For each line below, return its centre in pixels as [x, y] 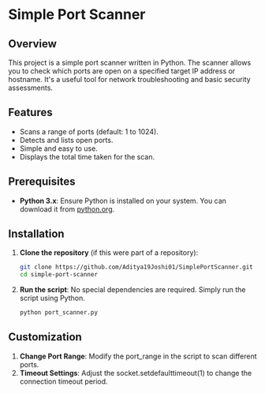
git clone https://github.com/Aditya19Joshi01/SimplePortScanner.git [136, 267]
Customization [45, 337]
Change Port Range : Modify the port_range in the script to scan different [138, 356]
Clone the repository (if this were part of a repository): [109, 253]
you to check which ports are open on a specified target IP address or [122, 71]
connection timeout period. [63, 381]
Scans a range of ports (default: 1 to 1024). [89, 131]
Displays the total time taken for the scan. [87, 156]
